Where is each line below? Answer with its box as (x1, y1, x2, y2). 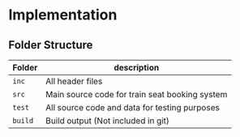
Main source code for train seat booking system (45, 89, 228, 100)
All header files (45, 75, 103, 87)
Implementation (8, 6, 118, 24)
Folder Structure (8, 38, 93, 52)
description (113, 62, 160, 73)
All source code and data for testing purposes (45, 102, 221, 113)
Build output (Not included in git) (45, 115, 170, 126)
